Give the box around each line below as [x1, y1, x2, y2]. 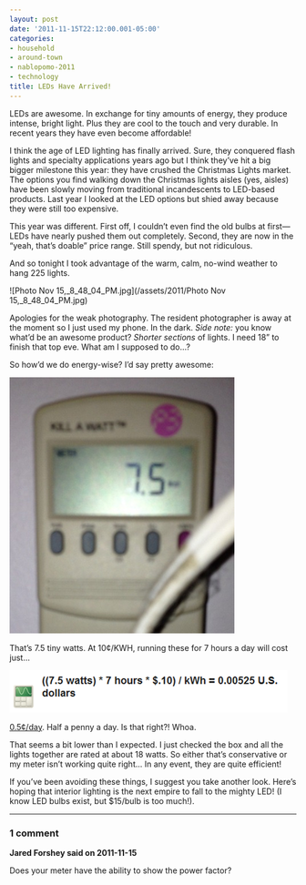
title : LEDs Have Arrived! [9, 82, 112, 91]
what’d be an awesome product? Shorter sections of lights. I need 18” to [9, 331, 280, 342]
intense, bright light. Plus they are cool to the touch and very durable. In [9, 117, 279, 128]
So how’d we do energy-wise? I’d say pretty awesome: [9, 359, 214, 370]
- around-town [9, 53, 64, 63]
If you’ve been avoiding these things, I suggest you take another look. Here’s [9, 776, 297, 787]
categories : [9, 34, 55, 43]
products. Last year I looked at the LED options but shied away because [9, 193, 280, 204]
